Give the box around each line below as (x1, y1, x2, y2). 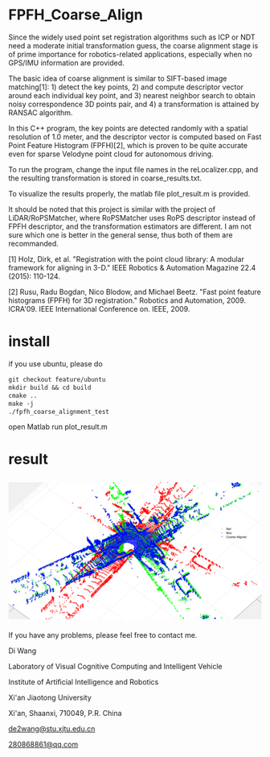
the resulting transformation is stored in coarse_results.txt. (8, 173, 202, 183)
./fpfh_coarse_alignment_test (8, 407, 110, 416)
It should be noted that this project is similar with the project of (8, 204, 215, 214)
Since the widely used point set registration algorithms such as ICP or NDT (8, 32, 256, 42)
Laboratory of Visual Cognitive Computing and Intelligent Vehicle (8, 661, 223, 671)
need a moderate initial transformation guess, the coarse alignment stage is (8, 40, 259, 50)
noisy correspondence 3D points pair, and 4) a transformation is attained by (8, 99, 260, 109)
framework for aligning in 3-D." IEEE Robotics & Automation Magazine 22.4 (8, 263, 256, 272)
